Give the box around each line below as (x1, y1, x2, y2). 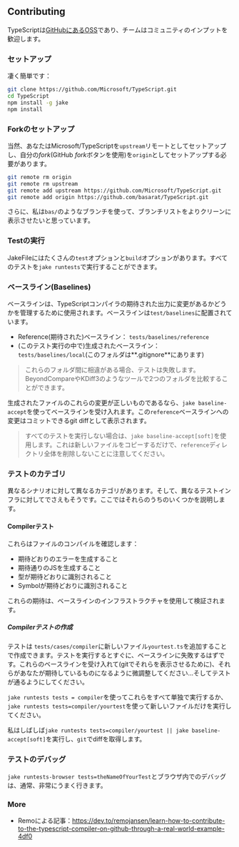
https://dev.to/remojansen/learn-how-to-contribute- (72, 816, 225, 825)
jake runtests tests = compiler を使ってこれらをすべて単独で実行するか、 (7, 693, 228, 701)
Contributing (7, 6, 66, 18)
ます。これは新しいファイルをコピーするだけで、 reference (37, 440, 210, 449)
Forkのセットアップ (7, 124, 75, 134)
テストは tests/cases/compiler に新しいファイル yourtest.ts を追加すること (7, 642, 227, 651)
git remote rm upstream (7, 180, 78, 188)
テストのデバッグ (7, 754, 66, 764)
